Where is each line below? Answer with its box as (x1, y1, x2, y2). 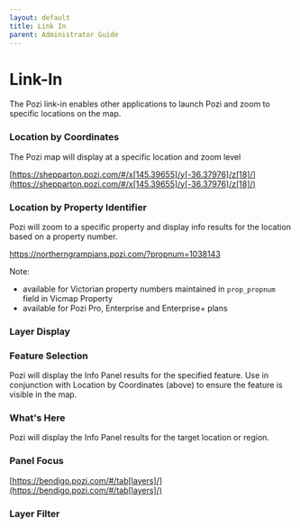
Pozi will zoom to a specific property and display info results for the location (9, 221, 291, 232)
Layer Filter (9, 507, 60, 520)
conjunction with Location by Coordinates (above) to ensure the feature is (9, 380, 283, 391)
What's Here (9, 412, 66, 424)
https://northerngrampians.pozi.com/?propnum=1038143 (9, 248, 221, 259)
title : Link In (9, 22, 67, 31)
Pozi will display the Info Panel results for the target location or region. (9, 432, 270, 443)
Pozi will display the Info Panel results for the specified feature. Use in (9, 370, 268, 381)
